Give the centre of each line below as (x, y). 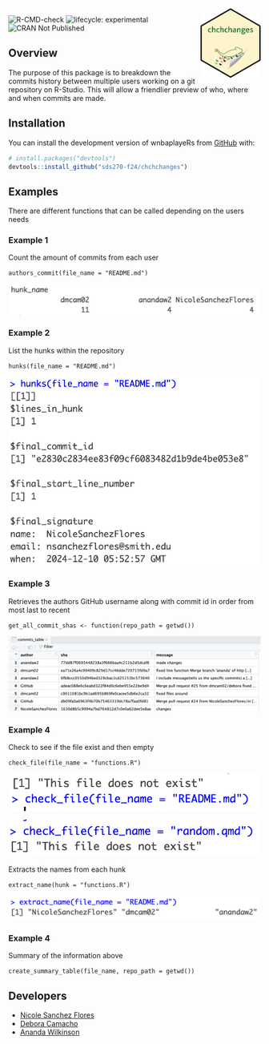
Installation (37, 123)
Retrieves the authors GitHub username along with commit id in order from (131, 601)
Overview (33, 53)
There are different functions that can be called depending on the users (126, 211)
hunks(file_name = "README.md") (62, 366)
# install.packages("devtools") (62, 158)
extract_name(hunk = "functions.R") (69, 885)
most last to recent (39, 610)
